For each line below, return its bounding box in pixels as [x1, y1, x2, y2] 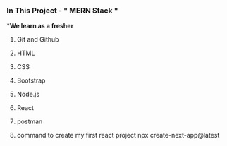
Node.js [16, 90, 40, 99]
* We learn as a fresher [6, 22, 74, 30]
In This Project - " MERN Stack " [6, 6, 118, 16]
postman [16, 117, 43, 126]
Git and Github [16, 35, 59, 44]
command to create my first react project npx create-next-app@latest [16, 131, 220, 140]
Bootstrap [16, 76, 46, 85]
